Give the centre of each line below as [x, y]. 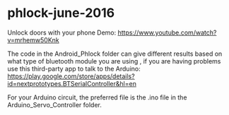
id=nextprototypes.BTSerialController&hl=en [72, 83]
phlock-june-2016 [61, 13]
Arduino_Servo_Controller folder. [55, 104]
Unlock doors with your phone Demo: [62, 32]
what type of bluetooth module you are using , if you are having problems [114, 61]
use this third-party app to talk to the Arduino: [74, 68]
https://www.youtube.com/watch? [167, 32]
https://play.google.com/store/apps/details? [71, 76]
